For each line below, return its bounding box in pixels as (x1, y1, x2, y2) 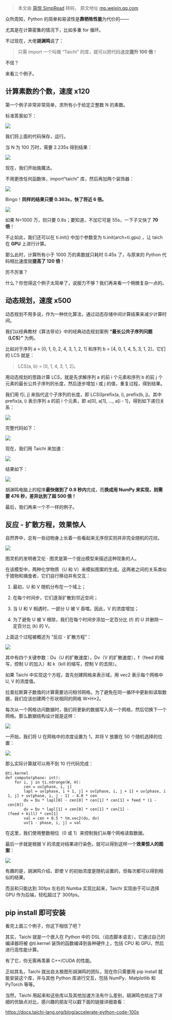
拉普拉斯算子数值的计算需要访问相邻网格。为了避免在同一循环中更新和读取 (5, 689, 162, 695)
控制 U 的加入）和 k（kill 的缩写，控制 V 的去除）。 (14, 661, 120, 667)
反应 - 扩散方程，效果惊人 (5, 521, 86, 529)
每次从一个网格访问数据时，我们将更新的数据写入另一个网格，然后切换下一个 (5, 707, 167, 713)
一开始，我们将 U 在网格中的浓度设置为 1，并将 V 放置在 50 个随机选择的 (5, 733, 158, 740)
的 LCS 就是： (5, 352, 35, 358)
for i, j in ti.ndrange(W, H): (14, 780, 81, 785)
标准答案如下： (5, 113, 37, 119)
